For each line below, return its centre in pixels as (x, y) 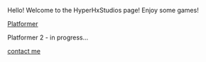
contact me (24, 51)
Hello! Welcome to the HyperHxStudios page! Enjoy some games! (103, 10)
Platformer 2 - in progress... (48, 37)
